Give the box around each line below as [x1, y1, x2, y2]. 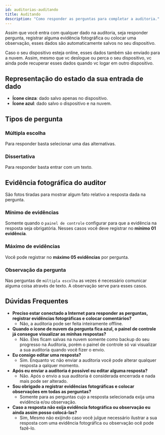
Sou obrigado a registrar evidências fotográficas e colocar [12, 383, 134, 389]
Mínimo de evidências [5, 209, 59, 216]
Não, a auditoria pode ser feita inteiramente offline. [19, 320, 123, 326]
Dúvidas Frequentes [5, 297, 68, 306]
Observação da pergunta [5, 266, 66, 273]
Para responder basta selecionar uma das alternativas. [5, 141, 116, 147]
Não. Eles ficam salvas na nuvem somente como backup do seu [19, 336, 150, 342]
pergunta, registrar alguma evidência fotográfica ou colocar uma [5, 35, 136, 41]
